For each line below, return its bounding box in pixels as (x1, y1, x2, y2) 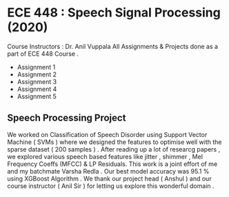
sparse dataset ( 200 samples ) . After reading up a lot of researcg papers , (7, 145, 221, 153)
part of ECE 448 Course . (7, 50, 79, 58)
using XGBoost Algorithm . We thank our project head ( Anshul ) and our (7, 174, 212, 183)
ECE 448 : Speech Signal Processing (7, 5, 221, 21)
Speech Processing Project (7, 112, 126, 124)
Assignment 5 (17, 92, 57, 101)
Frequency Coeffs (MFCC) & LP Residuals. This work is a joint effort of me (7, 160, 218, 168)
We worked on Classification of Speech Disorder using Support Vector (7, 130, 208, 138)
